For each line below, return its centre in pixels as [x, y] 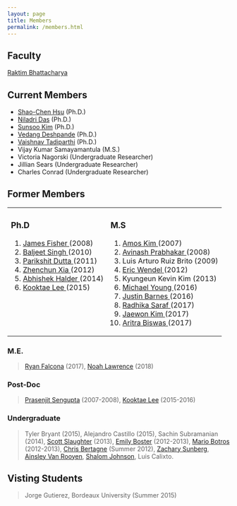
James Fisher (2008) [58, 243]
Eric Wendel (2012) [155, 269]
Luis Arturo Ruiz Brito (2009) [170, 261]
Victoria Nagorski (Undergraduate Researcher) [85, 157]
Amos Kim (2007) [152, 243]
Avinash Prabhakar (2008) [166, 252]
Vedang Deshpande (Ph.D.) [57, 134]
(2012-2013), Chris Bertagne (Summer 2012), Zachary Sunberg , [117, 449]
